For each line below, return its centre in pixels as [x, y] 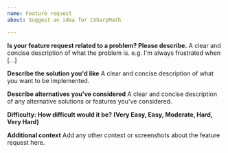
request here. [26, 142]
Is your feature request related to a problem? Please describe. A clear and [114, 45]
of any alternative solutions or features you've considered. [90, 101]
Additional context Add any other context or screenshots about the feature [114, 135]
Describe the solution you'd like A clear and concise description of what [111, 73]
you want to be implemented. [48, 80]
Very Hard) [23, 121]
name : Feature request [39, 13]
